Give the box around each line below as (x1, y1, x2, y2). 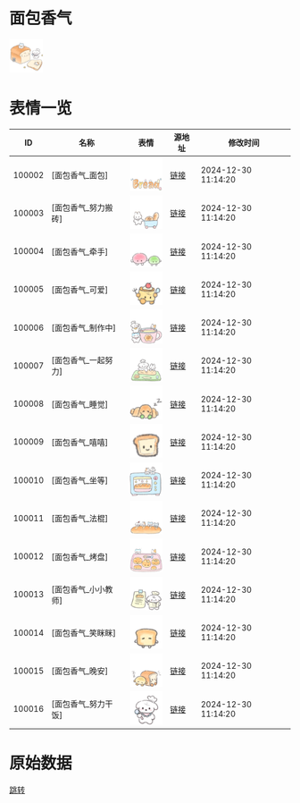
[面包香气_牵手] (51, 246, 109, 257)
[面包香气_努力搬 (51, 202, 113, 213)
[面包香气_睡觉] (51, 399, 109, 410)
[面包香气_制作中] (51, 323, 116, 334)
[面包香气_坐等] (51, 475, 109, 486)
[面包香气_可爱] (51, 283, 109, 295)
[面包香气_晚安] (51, 665, 109, 676)
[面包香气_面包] (51, 170, 109, 181)
